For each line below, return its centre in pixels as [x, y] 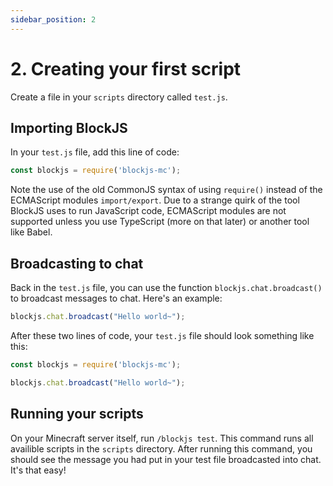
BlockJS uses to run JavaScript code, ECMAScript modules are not [148, 211]
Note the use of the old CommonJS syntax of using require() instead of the [166, 190]
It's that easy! [38, 470]
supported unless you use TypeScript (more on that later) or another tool [160, 222]
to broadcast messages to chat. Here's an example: [116, 298]
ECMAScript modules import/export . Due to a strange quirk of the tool [155, 200]
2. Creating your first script [126, 68]
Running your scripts [77, 414]
